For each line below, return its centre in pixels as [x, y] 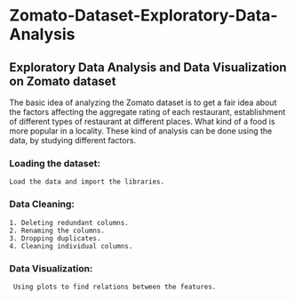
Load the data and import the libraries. [87, 182]
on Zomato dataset [63, 81]
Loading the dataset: [55, 163]
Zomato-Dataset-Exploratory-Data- [144, 16]
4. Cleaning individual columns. [71, 246]
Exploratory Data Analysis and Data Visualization [148, 67]
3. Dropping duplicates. [55, 238]
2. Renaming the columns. [57, 231]
